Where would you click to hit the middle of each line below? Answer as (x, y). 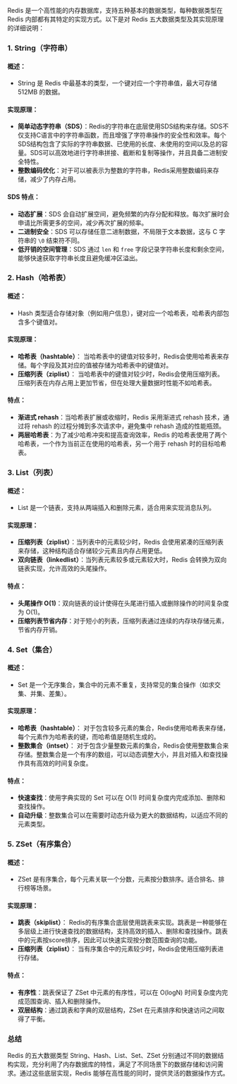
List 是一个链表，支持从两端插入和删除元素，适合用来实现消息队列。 (116, 508)
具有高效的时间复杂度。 (58, 763)
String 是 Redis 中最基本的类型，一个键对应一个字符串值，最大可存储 (117, 83)
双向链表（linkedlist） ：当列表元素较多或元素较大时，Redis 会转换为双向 (122, 560)
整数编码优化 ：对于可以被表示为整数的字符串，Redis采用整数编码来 (115, 171)
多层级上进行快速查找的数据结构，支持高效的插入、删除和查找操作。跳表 (122, 931)
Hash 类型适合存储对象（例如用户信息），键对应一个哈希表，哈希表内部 (120, 313)
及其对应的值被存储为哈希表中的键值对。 (114, 365)
